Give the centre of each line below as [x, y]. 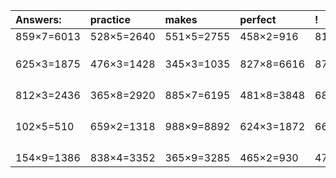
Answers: [38, 19]
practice [110, 19]
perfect [258, 19]
